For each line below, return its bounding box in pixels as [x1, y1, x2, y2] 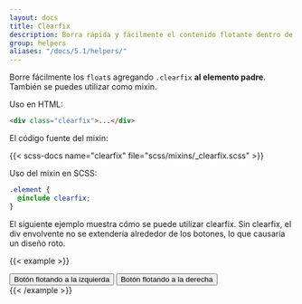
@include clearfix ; [17, 194, 91, 203]
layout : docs [9, 13, 59, 23]
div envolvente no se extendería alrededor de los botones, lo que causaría [9, 228, 286, 239]
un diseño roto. [9, 237, 66, 249]
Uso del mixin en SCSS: [9, 168, 98, 178]
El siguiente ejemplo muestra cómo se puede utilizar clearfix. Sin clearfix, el [9, 218, 292, 229]
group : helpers [9, 38, 67, 48]
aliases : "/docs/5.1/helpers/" [9, 47, 127, 56]
